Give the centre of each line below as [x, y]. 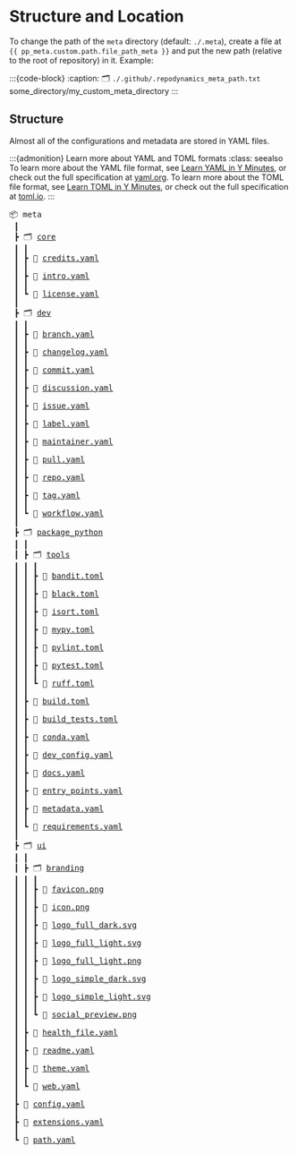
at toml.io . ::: [32, 196]
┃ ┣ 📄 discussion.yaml [64, 388]
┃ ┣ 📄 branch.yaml [54, 334]
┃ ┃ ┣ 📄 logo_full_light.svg [78, 943]
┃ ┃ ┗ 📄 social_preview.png [75, 1014]
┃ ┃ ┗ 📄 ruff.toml [54, 683]
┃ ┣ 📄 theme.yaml [52, 1068]
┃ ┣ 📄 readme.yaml [54, 1050]
